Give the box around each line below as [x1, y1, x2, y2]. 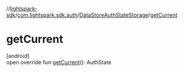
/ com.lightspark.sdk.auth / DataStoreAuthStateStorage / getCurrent [15, 11, 178, 19]
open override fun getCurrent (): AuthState [6, 58, 112, 65]
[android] [6, 52, 30, 59]
